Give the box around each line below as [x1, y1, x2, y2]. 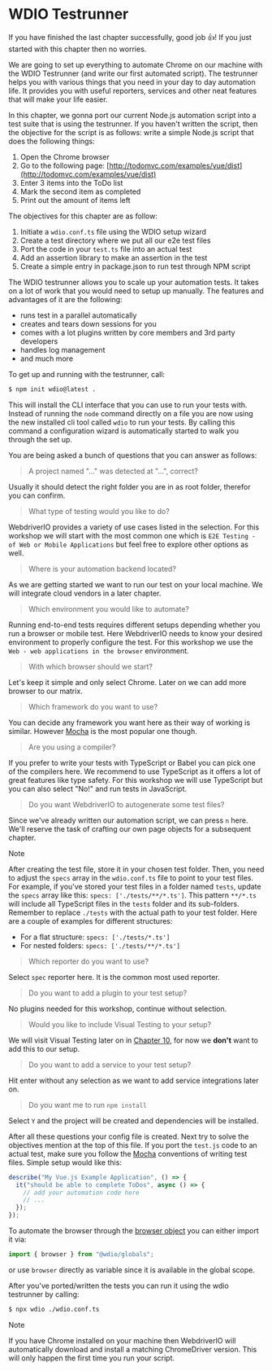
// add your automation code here [23, 1189, 140, 1197]
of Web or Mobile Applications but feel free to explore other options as [8, 539, 249, 549]
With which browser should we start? [28, 661, 153, 671]
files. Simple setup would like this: [8, 1158, 122, 1167]
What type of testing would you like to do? [28, 506, 171, 516]
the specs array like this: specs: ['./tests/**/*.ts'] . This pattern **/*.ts [8, 890, 257, 900]
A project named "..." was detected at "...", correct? [28, 466, 199, 476]
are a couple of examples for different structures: [8, 916, 173, 925]
